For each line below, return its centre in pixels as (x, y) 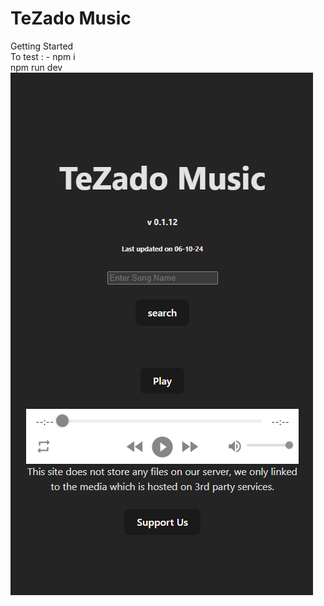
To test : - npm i (43, 56)
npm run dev (36, 67)
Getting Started (42, 46)
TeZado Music (71, 18)
